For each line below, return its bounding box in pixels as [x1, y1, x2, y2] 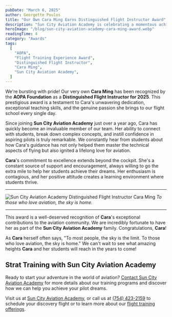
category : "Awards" [5, 36, 47, 42]
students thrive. [5, 179, 38, 185]
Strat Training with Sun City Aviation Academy [5, 261, 156, 269]
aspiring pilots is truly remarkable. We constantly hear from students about [5, 136, 163, 143]
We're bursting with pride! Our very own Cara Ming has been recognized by [5, 88, 165, 94]
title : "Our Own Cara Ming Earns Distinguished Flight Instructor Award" [5, 17, 166, 22]
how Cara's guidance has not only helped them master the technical [5, 142, 149, 148]
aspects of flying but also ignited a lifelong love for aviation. [5, 147, 132, 153]
